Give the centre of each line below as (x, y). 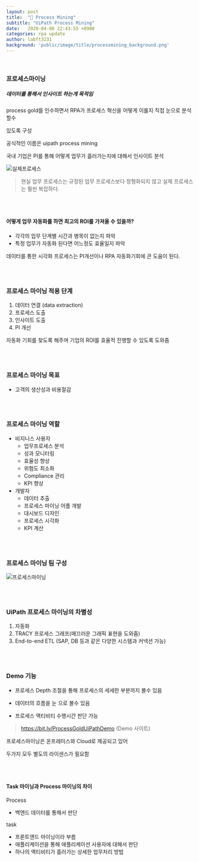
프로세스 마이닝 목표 (33, 375)
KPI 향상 (33, 483)
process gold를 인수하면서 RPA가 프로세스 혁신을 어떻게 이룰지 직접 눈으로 (93, 110)
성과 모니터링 (39, 453)
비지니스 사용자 (33, 438)
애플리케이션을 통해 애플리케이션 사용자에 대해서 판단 (76, 844)
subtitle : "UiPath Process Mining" (50, 23)
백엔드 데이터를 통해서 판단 (46, 812)
